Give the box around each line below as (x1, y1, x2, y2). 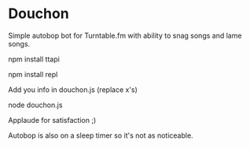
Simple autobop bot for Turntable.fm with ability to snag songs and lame (8, 31, 242, 40)
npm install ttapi (8, 54, 61, 64)
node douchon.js (8, 100, 63, 109)
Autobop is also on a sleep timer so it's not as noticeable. (8, 131, 194, 140)
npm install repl (8, 69, 58, 79)
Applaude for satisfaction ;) (8, 115, 97, 124)
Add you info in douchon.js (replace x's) (8, 84, 138, 94)
